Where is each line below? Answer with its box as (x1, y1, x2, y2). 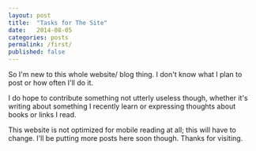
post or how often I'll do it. (8, 78, 93, 87)
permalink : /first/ (8, 41, 73, 49)
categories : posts (8, 33, 69, 42)
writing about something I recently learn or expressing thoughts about (8, 101, 236, 111)
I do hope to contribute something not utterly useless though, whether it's (8, 94, 248, 102)
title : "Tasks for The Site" (8, 19, 108, 27)
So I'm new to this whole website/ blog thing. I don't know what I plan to (8, 70, 243, 79)
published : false (8, 48, 66, 56)
